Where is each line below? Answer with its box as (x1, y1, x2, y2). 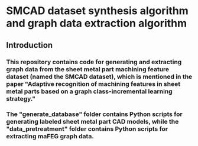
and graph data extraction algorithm (6, 16, 187, 30)
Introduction (6, 40, 53, 50)
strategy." (6, 94, 36, 102)
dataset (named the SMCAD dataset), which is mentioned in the (6, 72, 193, 81)
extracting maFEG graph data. (6, 132, 95, 141)
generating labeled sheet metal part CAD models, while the (6, 118, 179, 126)
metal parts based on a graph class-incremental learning (6, 87, 173, 95)
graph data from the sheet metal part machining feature (6, 65, 170, 73)
